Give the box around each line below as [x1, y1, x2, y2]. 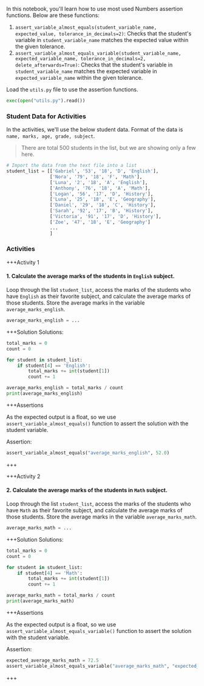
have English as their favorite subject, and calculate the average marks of [6, 292, 191, 300]
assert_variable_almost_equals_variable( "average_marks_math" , [6, 663, 170, 669]
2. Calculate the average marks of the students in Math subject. [6, 487, 168, 494]
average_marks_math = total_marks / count [6, 592, 115, 599]
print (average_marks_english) [6, 391, 83, 397]
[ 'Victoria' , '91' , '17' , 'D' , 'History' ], [49, 213, 162, 220]
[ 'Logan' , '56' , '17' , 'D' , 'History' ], [49, 191, 154, 197]
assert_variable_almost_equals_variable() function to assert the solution [6, 627, 192, 634]
